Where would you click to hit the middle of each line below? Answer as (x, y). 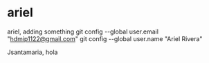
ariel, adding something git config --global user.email (83, 32)
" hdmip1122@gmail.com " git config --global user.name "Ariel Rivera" (105, 38)
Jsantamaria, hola (33, 52)
